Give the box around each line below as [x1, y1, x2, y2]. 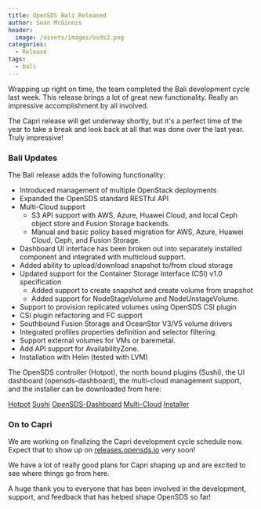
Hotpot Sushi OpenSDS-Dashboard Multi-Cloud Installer [8, 400, 190, 409]
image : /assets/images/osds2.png [15, 33, 125, 42]
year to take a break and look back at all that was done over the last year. [8, 124, 245, 134]
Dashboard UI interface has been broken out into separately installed [19, 244, 242, 254]
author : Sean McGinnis [8, 19, 82, 27]
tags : [8, 56, 26, 64]
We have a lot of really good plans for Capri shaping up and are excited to [8, 460, 246, 470]
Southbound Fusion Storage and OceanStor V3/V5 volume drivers [19, 319, 233, 328]
